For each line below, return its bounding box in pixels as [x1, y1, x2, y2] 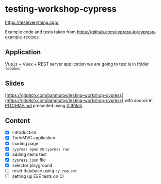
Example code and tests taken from [5, 29, 76, 34]
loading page [12, 140, 39, 146]
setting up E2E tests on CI [12, 173, 64, 179]
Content [5, 117, 31, 125]
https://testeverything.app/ [5, 19, 59, 25]
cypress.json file [12, 157, 46, 163]
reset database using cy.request [12, 167, 78, 173]
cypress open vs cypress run [12, 146, 69, 151]
